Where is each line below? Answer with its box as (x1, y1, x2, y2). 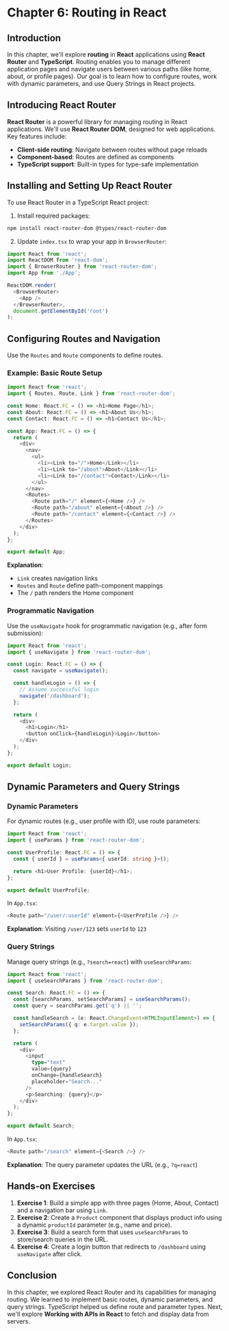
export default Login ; (7, 762, 72, 769)
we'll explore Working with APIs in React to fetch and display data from (7, 1310, 209, 1318)
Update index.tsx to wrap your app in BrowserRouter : (16, 237, 167, 245)
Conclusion (7, 1270, 57, 1282)
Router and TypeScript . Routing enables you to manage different (7, 58, 191, 66)
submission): (7, 629, 43, 637)
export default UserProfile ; (7, 887, 90, 894)
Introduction (7, 32, 62, 44)
